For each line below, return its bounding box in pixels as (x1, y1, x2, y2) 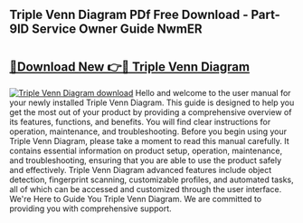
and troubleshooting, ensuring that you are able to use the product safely (9, 155, 282, 166)
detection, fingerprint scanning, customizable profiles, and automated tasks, (9, 174, 294, 185)
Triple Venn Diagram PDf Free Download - (9, 7, 249, 23)
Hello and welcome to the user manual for (135, 88, 291, 98)
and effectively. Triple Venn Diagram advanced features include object (9, 165, 272, 175)
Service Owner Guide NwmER (31, 22, 203, 37)
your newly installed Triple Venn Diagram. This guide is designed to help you (9, 97, 295, 108)
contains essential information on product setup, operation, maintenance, (9, 145, 283, 156)
